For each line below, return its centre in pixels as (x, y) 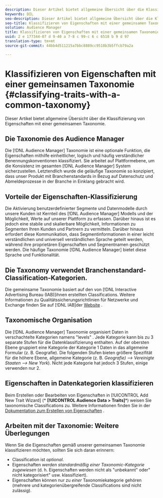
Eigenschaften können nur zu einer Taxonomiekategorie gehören (77, 480)
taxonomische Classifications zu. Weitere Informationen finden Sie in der (78, 405)
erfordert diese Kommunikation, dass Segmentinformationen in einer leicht (80, 234)
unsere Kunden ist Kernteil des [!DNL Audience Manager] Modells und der (79, 214)
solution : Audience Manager (33, 28)
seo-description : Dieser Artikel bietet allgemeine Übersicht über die (79, 18)
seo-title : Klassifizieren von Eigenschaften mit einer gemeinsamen (76, 23)
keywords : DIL (19, 14)
